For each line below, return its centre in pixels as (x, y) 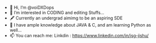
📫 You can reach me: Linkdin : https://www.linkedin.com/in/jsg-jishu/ (79, 36)
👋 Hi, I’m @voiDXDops (32, 7)
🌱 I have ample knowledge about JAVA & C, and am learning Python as (80, 25)
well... (16, 30)
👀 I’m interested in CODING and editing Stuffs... (57, 13)
